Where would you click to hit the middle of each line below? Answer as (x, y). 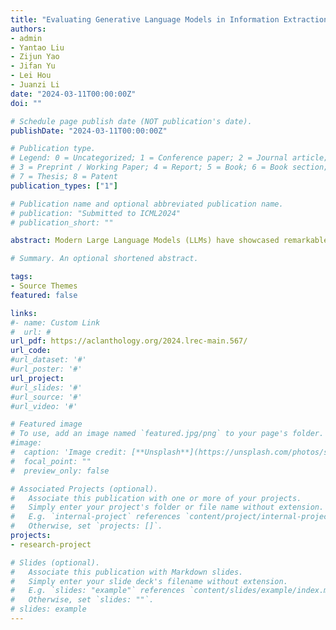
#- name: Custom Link (55, 322)
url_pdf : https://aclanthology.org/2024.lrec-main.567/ (129, 341)
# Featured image (46, 424)
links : (24, 313)
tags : (21, 277)
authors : (28, 29)
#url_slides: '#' (46, 387)
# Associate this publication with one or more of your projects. (156, 498)
